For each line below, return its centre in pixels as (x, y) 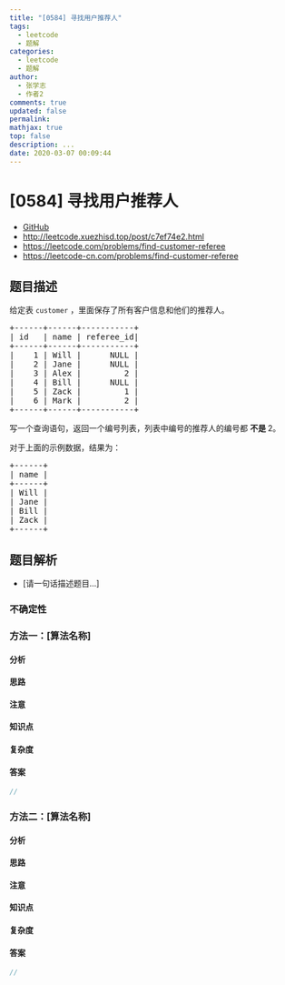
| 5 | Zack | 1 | (74, 392)
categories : (32, 52)
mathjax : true (36, 128)
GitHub (36, 226)
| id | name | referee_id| (74, 337)
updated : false (38, 111)
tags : (20, 26)
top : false (30, 136)
